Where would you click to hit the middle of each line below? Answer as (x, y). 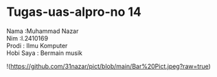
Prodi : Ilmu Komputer (37, 45)
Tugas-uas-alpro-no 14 (74, 12)
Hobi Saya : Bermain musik (45, 53)
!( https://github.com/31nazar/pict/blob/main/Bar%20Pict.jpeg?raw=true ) (108, 66)
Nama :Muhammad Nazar (43, 31)
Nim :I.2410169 (27, 38)
